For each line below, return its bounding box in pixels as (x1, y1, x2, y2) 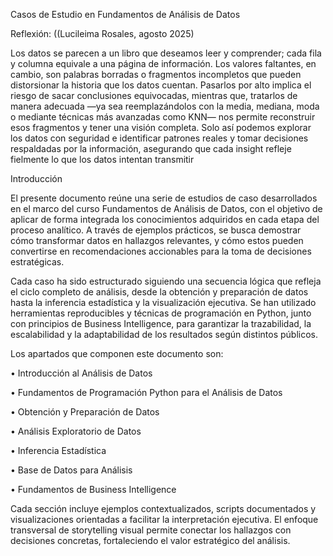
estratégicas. (10, 256, 65, 268)
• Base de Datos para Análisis (10, 464, 133, 476)
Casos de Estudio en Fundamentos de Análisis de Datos (10, 9, 241, 20)
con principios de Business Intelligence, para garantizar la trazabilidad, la (10, 318, 312, 329)
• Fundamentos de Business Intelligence (10, 484, 177, 495)
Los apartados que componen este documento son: (10, 348, 224, 359)
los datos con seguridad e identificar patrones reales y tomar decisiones (10, 132, 309, 144)
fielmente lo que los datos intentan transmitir (10, 154, 195, 165)
